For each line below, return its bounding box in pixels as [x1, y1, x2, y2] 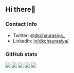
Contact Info [5, 21, 38, 28]
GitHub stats [5, 50, 38, 58]
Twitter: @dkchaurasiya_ [12, 32, 65, 39]
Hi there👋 [5, 5, 36, 14]
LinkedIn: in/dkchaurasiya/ [12, 38, 69, 44]
